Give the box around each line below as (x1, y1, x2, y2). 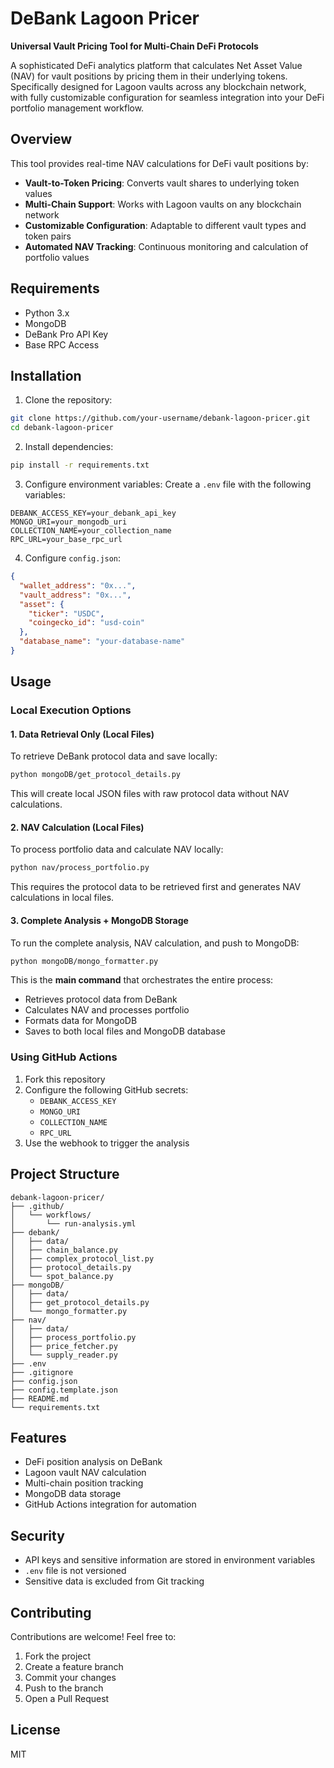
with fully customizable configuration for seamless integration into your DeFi (10, 91, 325, 103)
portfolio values (24, 251, 90, 263)
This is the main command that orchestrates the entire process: (10, 974, 274, 986)
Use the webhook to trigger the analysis (24, 1137, 190, 1149)
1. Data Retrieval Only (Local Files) (10, 728, 155, 740)
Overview (10, 131, 73, 148)
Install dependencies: (24, 441, 114, 453)
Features (10, 1429, 67, 1446)
